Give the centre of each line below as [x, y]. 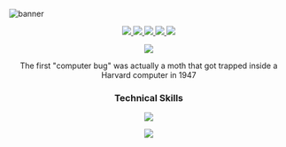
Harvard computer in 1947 [149, 75]
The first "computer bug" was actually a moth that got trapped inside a [149, 66]
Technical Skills [149, 97]
